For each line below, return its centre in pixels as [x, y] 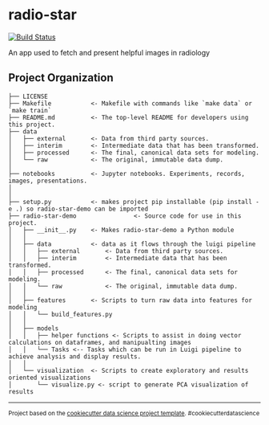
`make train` [30, 110]
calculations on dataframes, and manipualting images [100, 342]
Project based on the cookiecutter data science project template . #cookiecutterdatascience [134, 413]
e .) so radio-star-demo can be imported [78, 209]
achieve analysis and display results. [75, 356]
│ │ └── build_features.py [60, 314]
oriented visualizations [50, 378]
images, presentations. [48, 181]
